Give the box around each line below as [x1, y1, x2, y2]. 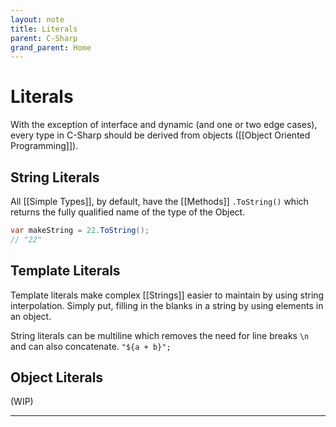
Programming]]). [10, 140, 79, 152]
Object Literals [10, 369, 104, 386]
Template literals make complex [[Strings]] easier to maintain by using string [10, 289, 325, 301]
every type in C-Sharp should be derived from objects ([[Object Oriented [10, 129, 311, 141]
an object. [10, 310, 52, 322]
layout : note [10, 14, 65, 25]
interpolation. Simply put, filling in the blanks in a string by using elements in [10, 299, 324, 311]
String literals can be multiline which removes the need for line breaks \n [10, 329, 310, 341]
